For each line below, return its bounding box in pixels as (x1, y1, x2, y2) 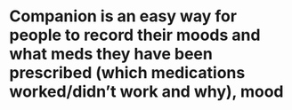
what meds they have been (9, 44, 214, 64)
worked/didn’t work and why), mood (9, 82, 284, 102)
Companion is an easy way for (9, 6, 238, 27)
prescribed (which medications (9, 63, 246, 83)
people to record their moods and (9, 25, 261, 45)
